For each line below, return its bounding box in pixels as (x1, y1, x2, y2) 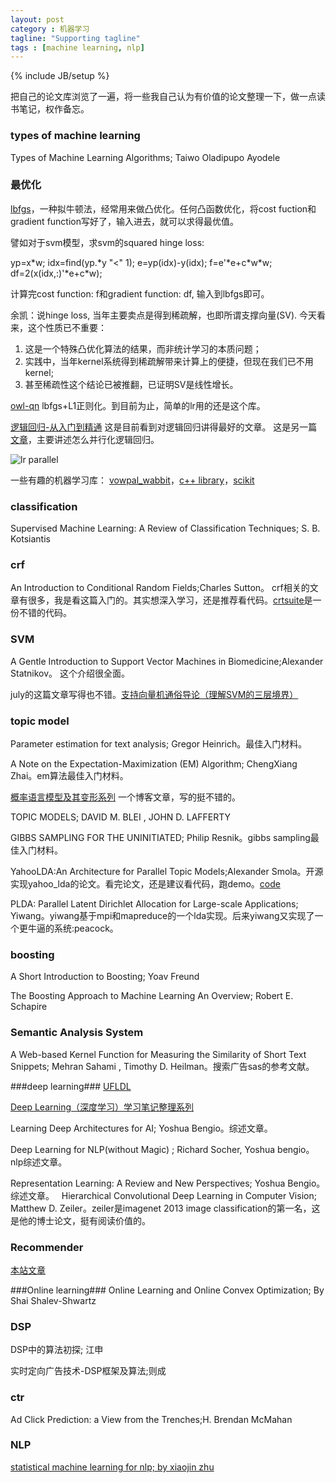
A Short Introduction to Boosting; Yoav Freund (10, 971, 200, 983)
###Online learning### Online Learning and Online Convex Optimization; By (10, 1284, 325, 1296)
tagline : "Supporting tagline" (10, 33, 141, 43)
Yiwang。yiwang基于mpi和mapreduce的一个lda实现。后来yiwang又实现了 (10, 910, 315, 922)
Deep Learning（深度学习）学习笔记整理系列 (10, 1101, 195, 1113)
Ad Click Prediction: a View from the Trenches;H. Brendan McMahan (10, 1413, 293, 1425)
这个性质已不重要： (27, 321, 107, 333)
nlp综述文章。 (10, 1156, 68, 1168)
